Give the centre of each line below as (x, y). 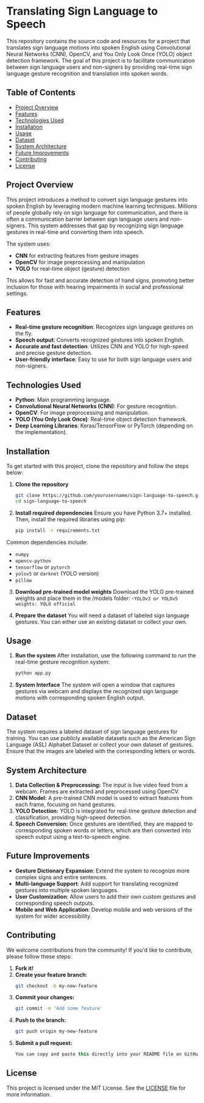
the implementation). (41, 432)
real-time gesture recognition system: (62, 662)
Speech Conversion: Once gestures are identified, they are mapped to (104, 824)
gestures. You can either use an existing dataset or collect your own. (101, 622)
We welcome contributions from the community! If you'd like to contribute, (100, 950)
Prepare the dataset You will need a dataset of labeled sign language (102, 615)
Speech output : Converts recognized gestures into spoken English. (100, 340)
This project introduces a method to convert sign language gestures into (97, 199)
